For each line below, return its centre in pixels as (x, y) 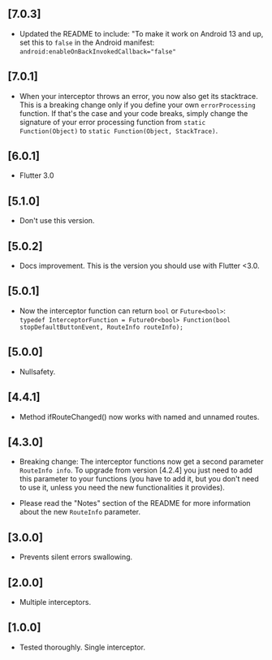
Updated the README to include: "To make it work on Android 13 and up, (141, 33)
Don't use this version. (57, 221)
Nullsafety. (37, 371)
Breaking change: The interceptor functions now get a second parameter (141, 462)
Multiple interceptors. (55, 602)
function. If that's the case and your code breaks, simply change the (134, 113)
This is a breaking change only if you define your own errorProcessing (138, 105)
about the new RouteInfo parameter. (80, 512)
